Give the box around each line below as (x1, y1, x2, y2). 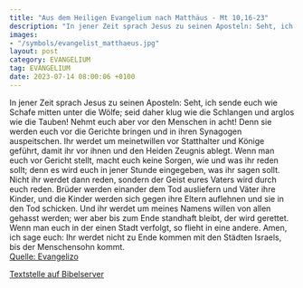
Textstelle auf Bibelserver (9, 268, 105, 279)
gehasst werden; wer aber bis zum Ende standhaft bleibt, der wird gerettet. (9, 212, 289, 223)
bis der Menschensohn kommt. (9, 241, 125, 252)
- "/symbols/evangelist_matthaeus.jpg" (9, 38, 160, 48)
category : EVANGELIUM (9, 55, 91, 64)
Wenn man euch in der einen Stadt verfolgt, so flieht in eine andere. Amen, (9, 222, 288, 233)
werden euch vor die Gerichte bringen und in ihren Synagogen (9, 126, 242, 137)
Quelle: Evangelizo (9, 251, 79, 262)
